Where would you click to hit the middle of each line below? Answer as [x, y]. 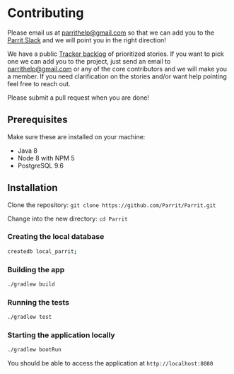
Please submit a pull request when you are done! [78, 98]
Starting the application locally [61, 335]
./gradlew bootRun [34, 350]
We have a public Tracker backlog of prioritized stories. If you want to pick [116, 54]
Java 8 [27, 151]
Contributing [46, 13]
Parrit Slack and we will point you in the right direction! [87, 40]
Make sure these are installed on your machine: [76, 136]
